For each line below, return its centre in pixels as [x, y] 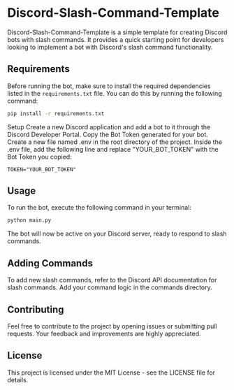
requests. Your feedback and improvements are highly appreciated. [104, 333]
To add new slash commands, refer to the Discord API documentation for [112, 280]
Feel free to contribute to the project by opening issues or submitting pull [112, 326]
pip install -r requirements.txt [56, 113]
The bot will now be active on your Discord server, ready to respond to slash [117, 234]
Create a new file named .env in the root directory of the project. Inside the [115, 142]
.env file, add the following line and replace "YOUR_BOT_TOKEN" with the [113, 149]
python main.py [29, 221]
